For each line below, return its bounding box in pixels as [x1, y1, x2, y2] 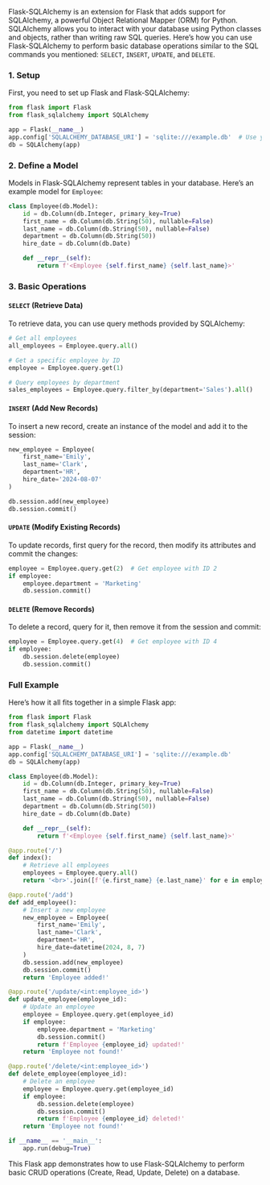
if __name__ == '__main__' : [8, 1137, 103, 1145]
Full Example [8, 679, 59, 690]
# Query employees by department [8, 378, 121, 386]
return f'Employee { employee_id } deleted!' [37, 1115, 185, 1123]
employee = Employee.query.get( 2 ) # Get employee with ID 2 [8, 564, 218, 572]
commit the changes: [8, 548, 79, 559]
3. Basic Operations [8, 281, 87, 292]
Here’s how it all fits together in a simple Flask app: [8, 697, 177, 708]
